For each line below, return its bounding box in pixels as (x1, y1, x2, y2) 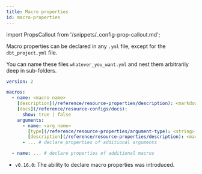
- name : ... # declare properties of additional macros (11, 151, 155, 157)
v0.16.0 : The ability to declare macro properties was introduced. (14, 161, 175, 168)
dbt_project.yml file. (6, 49, 58, 56)
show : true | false (22, 112, 71, 118)
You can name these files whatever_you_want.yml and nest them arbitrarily (6, 61, 189, 68)
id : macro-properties (6, 14, 61, 20)
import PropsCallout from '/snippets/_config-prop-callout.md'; (6, 31, 161, 38)
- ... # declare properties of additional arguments (22, 139, 158, 146)
